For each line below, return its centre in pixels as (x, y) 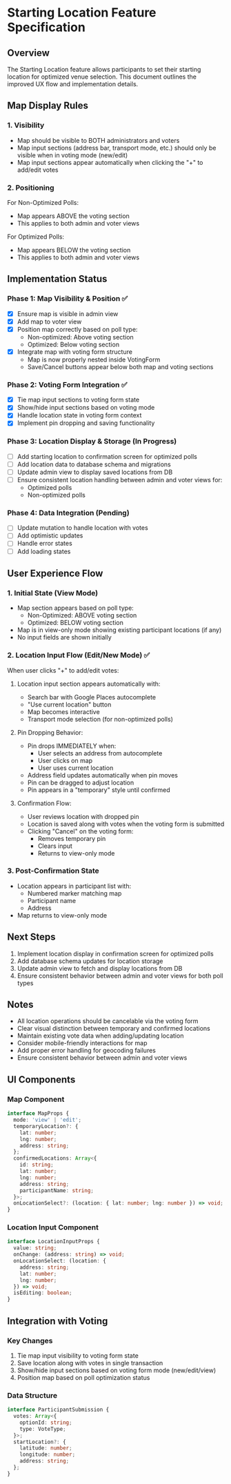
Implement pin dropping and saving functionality (86, 423)
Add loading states (44, 551)
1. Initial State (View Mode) (53, 593)
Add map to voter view (49, 321)
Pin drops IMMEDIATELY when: (72, 746)
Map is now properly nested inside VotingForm (94, 359)
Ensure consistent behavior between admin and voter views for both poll (120, 976)
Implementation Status (57, 279)
